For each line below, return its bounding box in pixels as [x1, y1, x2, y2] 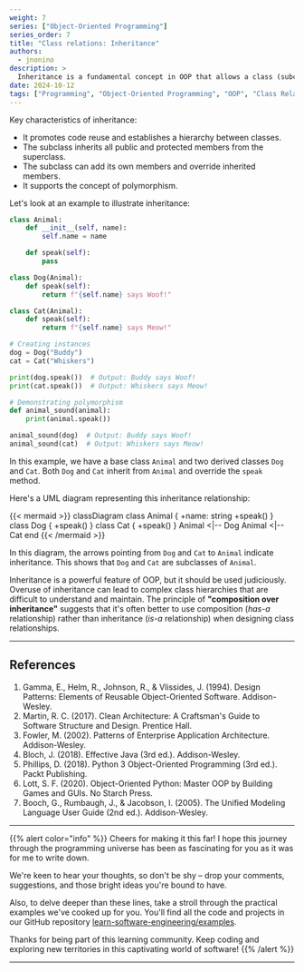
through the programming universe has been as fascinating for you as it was [9, 842, 294, 853]
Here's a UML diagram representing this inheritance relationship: [9, 492, 251, 504]
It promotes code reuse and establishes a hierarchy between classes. [22, 132, 282, 142]
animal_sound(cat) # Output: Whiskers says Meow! [9, 439, 204, 448]
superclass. [22, 151, 66, 162]
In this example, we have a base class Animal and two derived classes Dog [9, 456, 284, 466]
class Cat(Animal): [9, 306, 83, 316]
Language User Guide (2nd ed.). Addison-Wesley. [22, 807, 208, 818]
